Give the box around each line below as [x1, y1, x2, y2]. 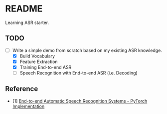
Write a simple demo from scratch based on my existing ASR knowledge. [12, 47, 162, 53]
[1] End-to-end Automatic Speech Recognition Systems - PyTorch [12, 98, 148, 104]
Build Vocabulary [19, 53, 55, 59]
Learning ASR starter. [5, 19, 49, 25]
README [5, 3, 43, 14]
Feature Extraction [19, 58, 58, 64]
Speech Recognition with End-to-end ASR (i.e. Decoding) [19, 70, 138, 75]
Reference [5, 84, 38, 93]
